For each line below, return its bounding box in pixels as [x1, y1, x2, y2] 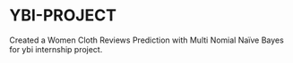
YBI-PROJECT [9, 5, 116, 26]
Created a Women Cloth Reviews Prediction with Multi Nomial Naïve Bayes [9, 35, 284, 45]
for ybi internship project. [9, 43, 103, 54]
